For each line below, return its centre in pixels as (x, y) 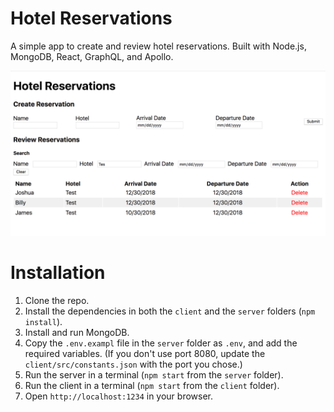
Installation (58, 272)
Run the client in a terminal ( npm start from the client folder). (152, 385)
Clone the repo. (57, 300)
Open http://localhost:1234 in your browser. (118, 396)
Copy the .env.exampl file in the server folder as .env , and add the (161, 343)
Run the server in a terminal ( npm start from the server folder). (154, 374)
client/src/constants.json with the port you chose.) (133, 364)
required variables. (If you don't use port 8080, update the (145, 353)
